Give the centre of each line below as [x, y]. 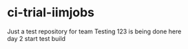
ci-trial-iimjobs [51, 13]
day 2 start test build [36, 38]
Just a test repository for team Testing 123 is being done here [94, 31]
